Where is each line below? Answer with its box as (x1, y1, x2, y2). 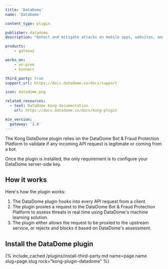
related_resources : (5, 99, 46, 104)
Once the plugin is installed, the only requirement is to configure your (5, 156, 148, 162)
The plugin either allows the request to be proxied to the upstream (12, 220, 149, 226)
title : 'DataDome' (5, 7, 43, 13)
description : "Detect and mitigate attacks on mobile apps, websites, (5, 35, 155, 40)
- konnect (14, 67, 35, 72)
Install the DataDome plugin (5, 239, 93, 248)
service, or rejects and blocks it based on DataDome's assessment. (12, 225, 151, 231)
